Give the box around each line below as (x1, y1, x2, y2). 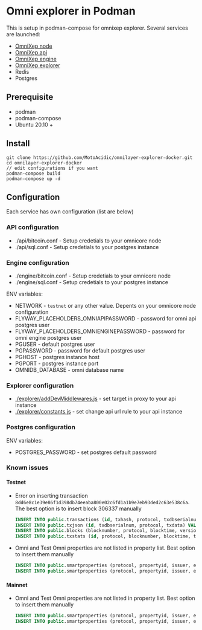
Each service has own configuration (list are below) (6, 208, 134, 215)
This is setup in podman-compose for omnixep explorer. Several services (6, 24, 188, 31)
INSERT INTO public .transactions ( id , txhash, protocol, (14, 516, 162, 522)
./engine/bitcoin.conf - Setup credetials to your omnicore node (14, 272, 171, 279)
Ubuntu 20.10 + (14, 121, 53, 128)
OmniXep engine (14, 55, 57, 62)
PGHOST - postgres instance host (14, 353, 100, 360)
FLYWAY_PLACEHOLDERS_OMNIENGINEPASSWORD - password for (14, 328, 185, 335)
